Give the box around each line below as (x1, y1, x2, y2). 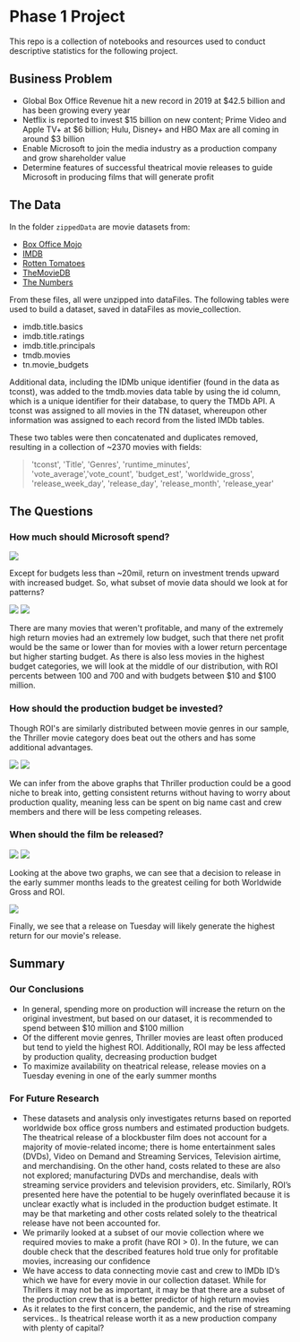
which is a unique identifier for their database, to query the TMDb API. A (9, 395, 276, 406)
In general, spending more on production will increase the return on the (21, 1003, 286, 1014)
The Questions (9, 504, 94, 519)
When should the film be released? (9, 828, 164, 841)
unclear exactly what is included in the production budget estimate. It (21, 1199, 279, 1209)
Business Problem (9, 72, 113, 87)
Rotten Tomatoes (21, 257, 86, 268)
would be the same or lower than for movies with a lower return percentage (9, 642, 287, 653)
